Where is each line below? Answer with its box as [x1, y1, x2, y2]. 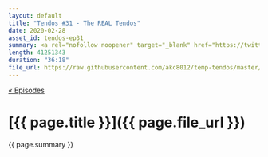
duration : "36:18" [8, 57, 69, 65]
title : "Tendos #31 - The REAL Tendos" [8, 19, 141, 27]
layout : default [8, 11, 62, 20]
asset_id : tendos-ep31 [8, 33, 84, 42]
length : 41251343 [8, 49, 66, 57]
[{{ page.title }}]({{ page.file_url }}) [8, 113, 246, 131]
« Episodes [8, 85, 45, 95]
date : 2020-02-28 [8, 26, 66, 34]
